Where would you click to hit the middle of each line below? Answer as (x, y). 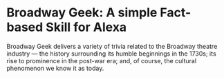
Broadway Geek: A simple (82, 13)
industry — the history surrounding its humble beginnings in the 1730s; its (111, 54)
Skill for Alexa (86, 27)
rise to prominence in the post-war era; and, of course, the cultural (102, 60)
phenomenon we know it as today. (55, 68)
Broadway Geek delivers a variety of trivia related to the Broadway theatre (112, 46)
